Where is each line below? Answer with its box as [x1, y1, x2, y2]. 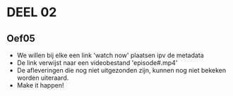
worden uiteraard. [16, 73, 69, 82]
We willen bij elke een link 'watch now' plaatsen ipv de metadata [16, 51, 204, 59]
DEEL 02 [6, 4, 57, 20]
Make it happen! [16, 81, 64, 89]
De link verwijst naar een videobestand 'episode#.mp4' [16, 59, 178, 67]
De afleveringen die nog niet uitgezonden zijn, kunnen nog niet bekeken [16, 66, 227, 74]
